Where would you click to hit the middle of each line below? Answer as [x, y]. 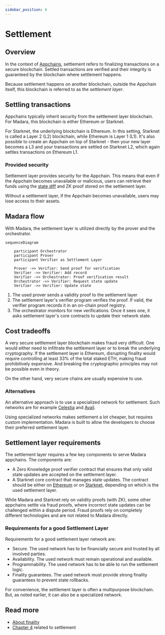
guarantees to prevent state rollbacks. [51, 580]
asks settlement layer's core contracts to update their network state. [82, 316]
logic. [18, 570]
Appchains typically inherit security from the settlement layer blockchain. [79, 117]
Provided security [27, 165]
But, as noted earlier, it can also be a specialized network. [64, 595]
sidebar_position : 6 [26, 10]
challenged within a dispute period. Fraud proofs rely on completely [74, 510]
